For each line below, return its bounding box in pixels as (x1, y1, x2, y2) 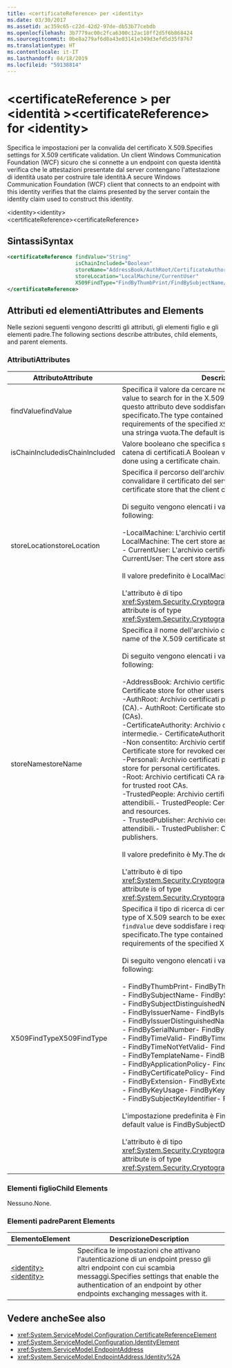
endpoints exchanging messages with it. (77, 1289, 208, 1298)
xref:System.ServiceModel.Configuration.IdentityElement (17, 1338, 180, 1347)
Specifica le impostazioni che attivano (77, 1246, 201, 1255)
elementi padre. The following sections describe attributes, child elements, (7, 331, 217, 339)
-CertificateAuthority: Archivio (122, 720, 221, 730)
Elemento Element (10, 1234, 70, 1244)
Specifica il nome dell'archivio (122, 625, 220, 635)
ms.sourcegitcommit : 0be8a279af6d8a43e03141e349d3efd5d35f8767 (7, 36, 193, 43)
